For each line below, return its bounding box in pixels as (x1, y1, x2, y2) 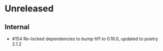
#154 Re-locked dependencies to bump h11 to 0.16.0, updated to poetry (11, 36, 158, 42)
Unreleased (4, 3, 54, 14)
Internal (4, 23, 29, 31)
